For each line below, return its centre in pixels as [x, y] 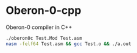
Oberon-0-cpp [44, 11]
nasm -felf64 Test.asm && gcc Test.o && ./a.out [68, 44]
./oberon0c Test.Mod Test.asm [44, 38]
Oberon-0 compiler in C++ [39, 27]
